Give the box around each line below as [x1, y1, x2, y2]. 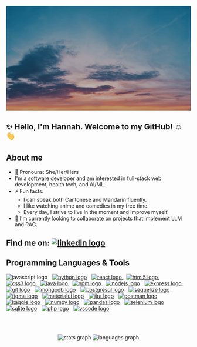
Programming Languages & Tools [6, 258, 130, 268]
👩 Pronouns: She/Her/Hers [14, 168, 79, 175]
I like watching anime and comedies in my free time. [23, 202, 149, 209]
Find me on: [6, 238, 50, 248]
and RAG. [14, 221, 38, 228]
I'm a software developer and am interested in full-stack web [14, 175, 162, 182]
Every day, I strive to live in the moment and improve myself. [23, 208, 169, 215]
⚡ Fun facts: [14, 188, 44, 195]
